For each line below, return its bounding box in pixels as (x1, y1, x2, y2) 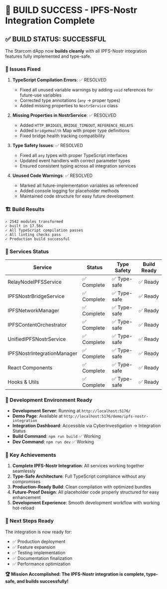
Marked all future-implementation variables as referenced (19, 182, 138, 188)
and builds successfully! (16, 578, 69, 584)
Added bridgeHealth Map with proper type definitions (19, 128, 130, 134)
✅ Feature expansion (12, 544, 56, 550)
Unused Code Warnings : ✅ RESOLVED (12, 172, 93, 178)
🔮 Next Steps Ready (5, 517, 54, 524)
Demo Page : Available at (12, 413, 63, 419)
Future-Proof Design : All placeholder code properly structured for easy (12, 489, 160, 495)
